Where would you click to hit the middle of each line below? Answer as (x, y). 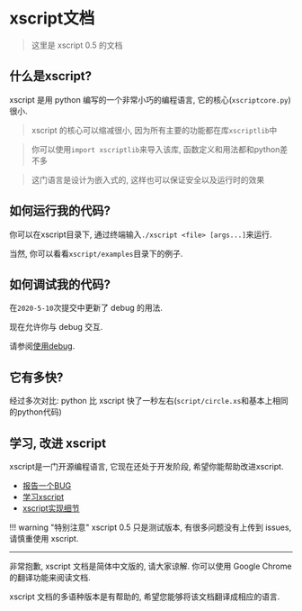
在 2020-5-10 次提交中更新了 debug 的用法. (86, 308)
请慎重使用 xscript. (44, 538)
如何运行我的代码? (60, 211)
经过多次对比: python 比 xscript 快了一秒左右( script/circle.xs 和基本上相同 (149, 401)
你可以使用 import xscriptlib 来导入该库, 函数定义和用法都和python (155, 149)
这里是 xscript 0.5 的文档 (77, 45)
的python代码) (36, 412)
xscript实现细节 (51, 508)
